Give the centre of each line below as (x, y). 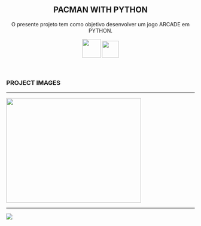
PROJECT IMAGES (33, 83)
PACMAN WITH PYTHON (100, 10)
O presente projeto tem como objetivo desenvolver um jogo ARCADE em (100, 24)
